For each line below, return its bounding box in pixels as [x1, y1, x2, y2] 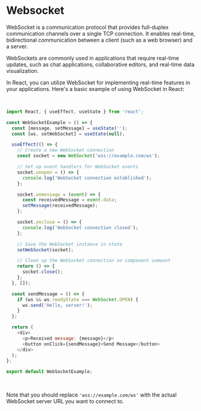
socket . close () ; [22, 269, 63, 275]
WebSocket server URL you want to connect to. [6, 398, 125, 405]
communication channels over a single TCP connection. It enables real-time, [6, 30, 196, 37]
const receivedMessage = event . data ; [22, 197, 117, 203]
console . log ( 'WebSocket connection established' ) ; [22, 175, 152, 181]
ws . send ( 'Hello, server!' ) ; [22, 302, 93, 308]
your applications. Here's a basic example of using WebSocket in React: [6, 85, 185, 92]
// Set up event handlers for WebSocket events [17, 164, 138, 170]
